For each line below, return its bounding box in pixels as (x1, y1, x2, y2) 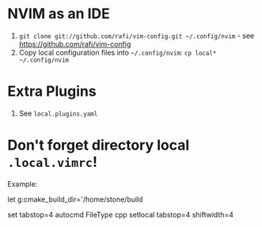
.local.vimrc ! (7, 153, 98, 171)
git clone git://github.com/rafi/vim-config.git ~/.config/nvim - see (18, 31, 255, 40)
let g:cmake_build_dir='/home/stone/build (7, 195, 143, 204)
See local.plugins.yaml (18, 108, 98, 118)
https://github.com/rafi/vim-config (18, 39, 131, 48)
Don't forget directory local (7, 136, 190, 154)
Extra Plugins (7, 82, 97, 100)
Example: (7, 179, 38, 188)
